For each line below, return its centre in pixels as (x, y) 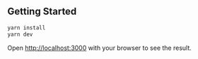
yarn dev (20, 34)
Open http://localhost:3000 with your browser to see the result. (100, 48)
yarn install (27, 27)
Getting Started (42, 12)
